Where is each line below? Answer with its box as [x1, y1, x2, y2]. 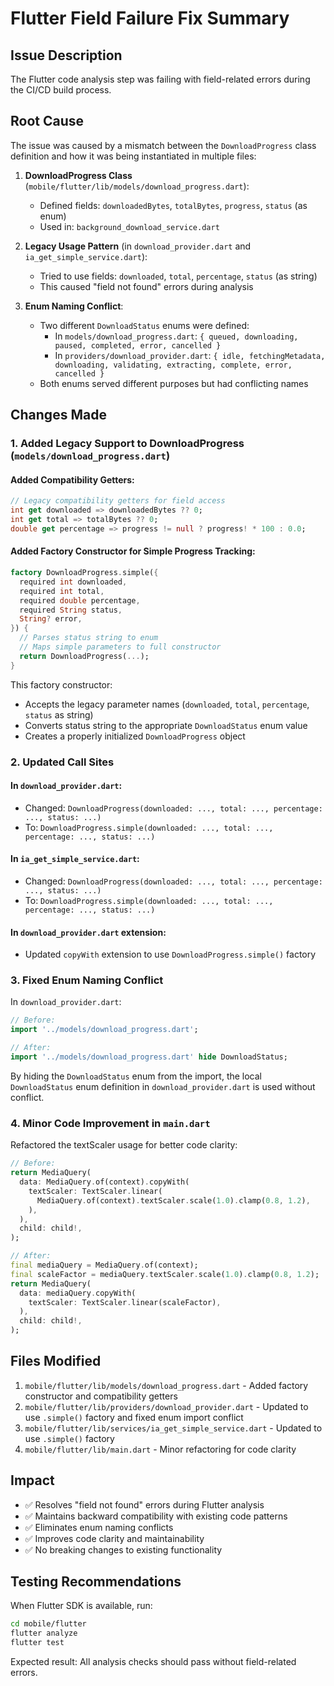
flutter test [10, 1638, 65, 1648]
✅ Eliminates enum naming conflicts [24, 1521, 174, 1533]
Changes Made [10, 407, 107, 424]
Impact [10, 1472, 55, 1489]
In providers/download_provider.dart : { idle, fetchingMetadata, [54, 349, 326, 361]
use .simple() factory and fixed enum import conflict [24, 1411, 244, 1423]
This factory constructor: [10, 678, 113, 691]
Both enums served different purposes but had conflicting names [39, 377, 309, 389]
